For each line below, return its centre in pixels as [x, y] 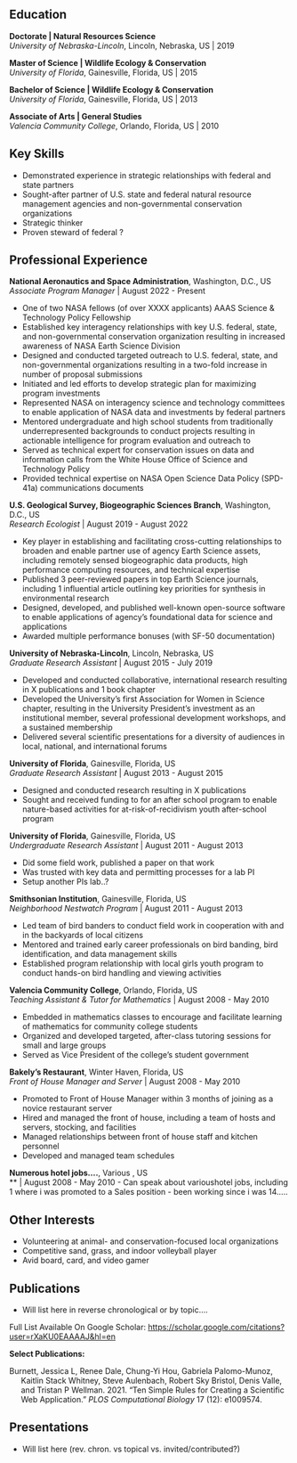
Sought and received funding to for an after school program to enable [149, 800]
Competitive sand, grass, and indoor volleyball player [119, 1251]
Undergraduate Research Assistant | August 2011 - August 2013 [126, 846]
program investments [61, 393]
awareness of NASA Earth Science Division [101, 346]
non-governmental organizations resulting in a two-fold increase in [144, 365]
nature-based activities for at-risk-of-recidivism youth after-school [144, 809]
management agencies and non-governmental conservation [132, 203]
